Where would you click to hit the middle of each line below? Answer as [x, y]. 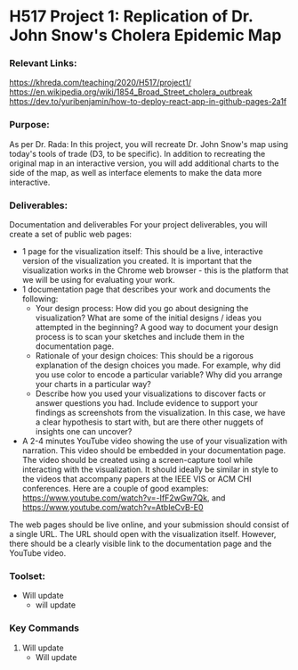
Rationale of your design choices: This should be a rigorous [144, 356]
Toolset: [28, 576]
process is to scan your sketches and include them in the [140, 337]
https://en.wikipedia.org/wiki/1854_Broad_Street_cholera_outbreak [131, 92]
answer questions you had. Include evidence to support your [147, 403]
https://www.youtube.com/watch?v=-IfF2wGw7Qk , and [124, 498]
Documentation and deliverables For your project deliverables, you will [138, 225]
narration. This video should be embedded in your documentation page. [154, 451]
